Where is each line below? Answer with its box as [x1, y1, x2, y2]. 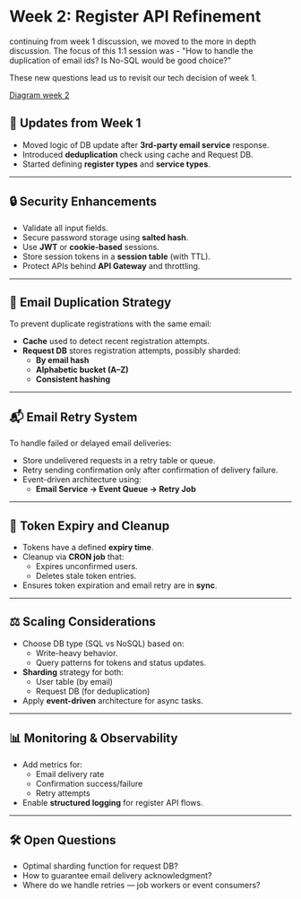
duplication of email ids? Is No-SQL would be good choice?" [9, 55, 231, 65]
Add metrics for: [21, 759, 83, 770]
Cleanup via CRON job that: [21, 551, 125, 562]
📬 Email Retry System [9, 410, 138, 425]
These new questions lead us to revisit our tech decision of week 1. [9, 72, 257, 82]
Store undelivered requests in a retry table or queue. [21, 455, 216, 466]
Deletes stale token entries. [35, 571, 137, 581]
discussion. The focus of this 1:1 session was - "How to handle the [9, 45, 254, 56]
